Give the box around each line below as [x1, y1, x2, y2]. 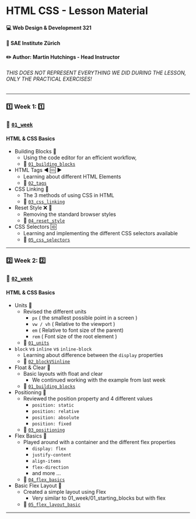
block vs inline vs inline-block [14, 345, 92, 352]
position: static [32, 403, 74, 408]
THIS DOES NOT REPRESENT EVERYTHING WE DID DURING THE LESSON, [6, 69, 187, 76]
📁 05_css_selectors [23, 236, 71, 243]
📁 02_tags [23, 180, 47, 187]
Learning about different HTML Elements [23, 173, 121, 180]
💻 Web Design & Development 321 [6, 24, 92, 31]
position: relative [32, 408, 80, 415]
